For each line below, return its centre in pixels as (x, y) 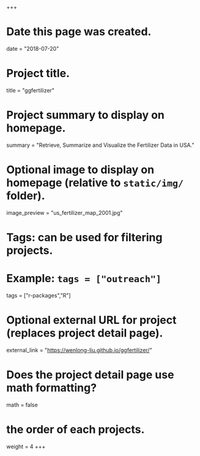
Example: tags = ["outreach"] (84, 278)
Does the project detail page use (90, 375)
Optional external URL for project (91, 320)
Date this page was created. (79, 32)
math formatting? (51, 388)
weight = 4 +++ (26, 446)
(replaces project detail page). (85, 333)
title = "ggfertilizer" (31, 90)
